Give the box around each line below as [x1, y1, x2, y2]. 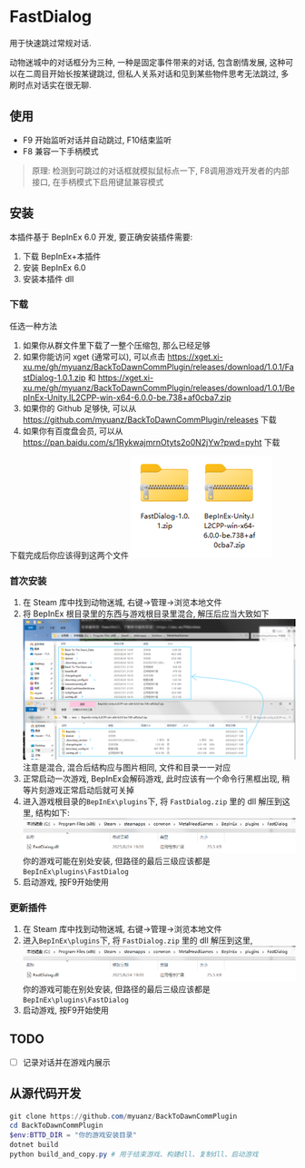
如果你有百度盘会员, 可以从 [22, 425, 123, 437]
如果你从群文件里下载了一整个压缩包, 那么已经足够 [22, 339, 211, 350]
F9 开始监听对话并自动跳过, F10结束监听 [22, 134, 172, 145]
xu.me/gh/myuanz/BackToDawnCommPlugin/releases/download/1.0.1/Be [22, 382, 295, 393]
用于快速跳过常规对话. [9, 37, 93, 48]
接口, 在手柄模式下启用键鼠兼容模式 [31, 176, 164, 187]
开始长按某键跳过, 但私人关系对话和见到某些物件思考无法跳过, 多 [48, 68, 289, 79]
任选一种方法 [9, 320, 57, 331]
